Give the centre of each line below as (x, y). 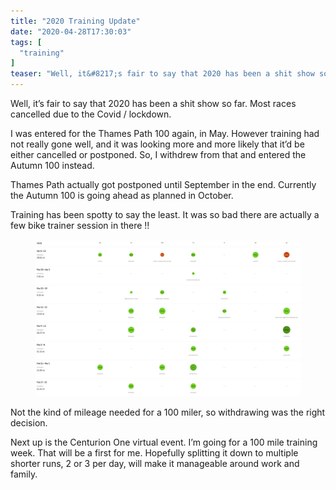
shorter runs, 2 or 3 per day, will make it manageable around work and (155, 463)
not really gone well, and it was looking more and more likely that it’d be (157, 144)
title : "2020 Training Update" (75, 21)
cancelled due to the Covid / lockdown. (91, 114)
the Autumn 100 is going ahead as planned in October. (122, 195)
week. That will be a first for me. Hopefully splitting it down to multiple (154, 452)
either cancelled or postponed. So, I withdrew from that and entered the (158, 154)
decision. (29, 422)
